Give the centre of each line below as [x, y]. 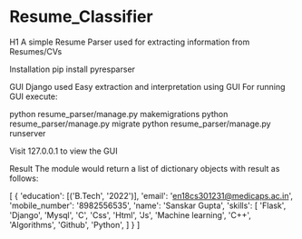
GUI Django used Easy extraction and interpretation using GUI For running [147, 86]
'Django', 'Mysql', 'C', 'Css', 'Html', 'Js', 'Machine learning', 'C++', [131, 214]
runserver [28, 133]
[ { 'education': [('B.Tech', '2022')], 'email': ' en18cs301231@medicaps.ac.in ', [151, 195]
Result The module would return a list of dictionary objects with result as [145, 168]
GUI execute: [34, 96]
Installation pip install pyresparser [73, 69]
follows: [24, 178]
